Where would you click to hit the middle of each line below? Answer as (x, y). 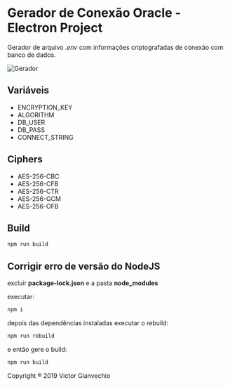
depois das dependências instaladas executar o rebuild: (88, 323)
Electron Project (55, 28)
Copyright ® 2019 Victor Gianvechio (59, 375)
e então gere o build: (37, 349)
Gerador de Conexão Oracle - (94, 13)
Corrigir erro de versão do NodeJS (84, 266)
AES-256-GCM (39, 199)
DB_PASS (31, 130)
